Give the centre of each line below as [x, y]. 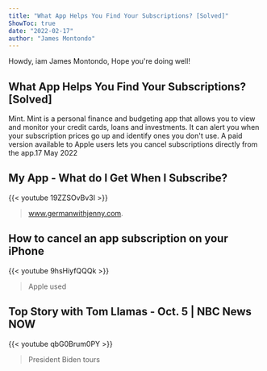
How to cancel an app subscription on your [118, 239]
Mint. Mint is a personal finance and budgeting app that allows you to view [132, 119]
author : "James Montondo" [52, 38]
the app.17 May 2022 [43, 153]
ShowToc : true [32, 23]
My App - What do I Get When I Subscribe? [118, 178]
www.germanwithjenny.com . [75, 213]
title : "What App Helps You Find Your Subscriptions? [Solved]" [119, 16]
